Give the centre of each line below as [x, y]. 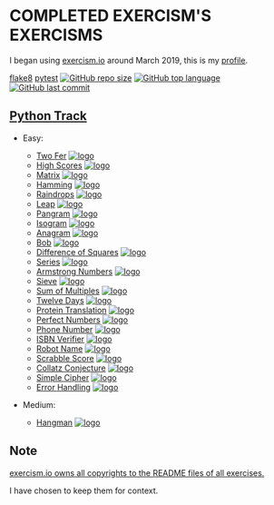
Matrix [48, 174]
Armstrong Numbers [74, 271]
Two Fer [51, 155]
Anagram [53, 233]
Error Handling [63, 387]
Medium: [39, 404]
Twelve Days [60, 300]
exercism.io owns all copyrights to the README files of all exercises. [137, 472]
